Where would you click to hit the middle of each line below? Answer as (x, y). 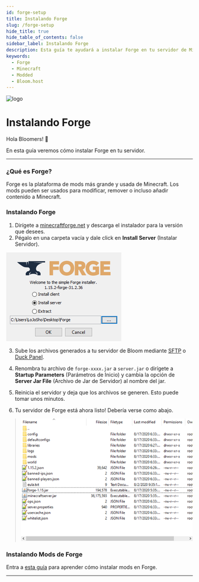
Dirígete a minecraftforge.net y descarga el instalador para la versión (99, 225)
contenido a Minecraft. (34, 197)
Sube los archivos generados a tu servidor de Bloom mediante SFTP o (100, 351)
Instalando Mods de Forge (44, 554)
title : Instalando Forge (37, 19)
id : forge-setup (26, 12)
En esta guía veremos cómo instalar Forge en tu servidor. (76, 150)
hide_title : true (28, 31)
